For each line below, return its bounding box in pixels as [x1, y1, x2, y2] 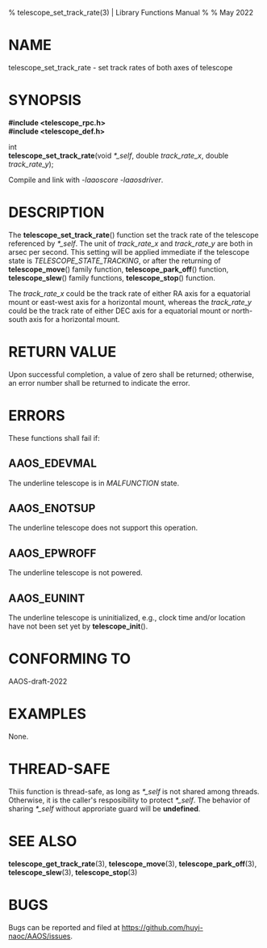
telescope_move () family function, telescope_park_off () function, [8, 264, 229, 274]
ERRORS [8, 406, 66, 425]
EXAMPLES [8, 705, 86, 723]
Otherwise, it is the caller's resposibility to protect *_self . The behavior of [8, 795, 251, 805]
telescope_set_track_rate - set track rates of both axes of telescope [8, 62, 233, 72]
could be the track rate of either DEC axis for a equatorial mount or [8, 306, 230, 315]
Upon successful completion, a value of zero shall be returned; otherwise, [8, 369, 255, 379]
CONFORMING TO [8, 650, 131, 668]
